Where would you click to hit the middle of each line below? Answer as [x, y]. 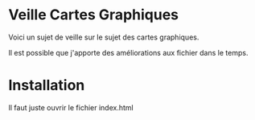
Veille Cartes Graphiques [94, 15]
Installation [47, 85]
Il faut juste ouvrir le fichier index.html [71, 107]
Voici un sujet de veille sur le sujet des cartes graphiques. [104, 37]
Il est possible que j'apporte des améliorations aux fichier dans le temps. [128, 52]
